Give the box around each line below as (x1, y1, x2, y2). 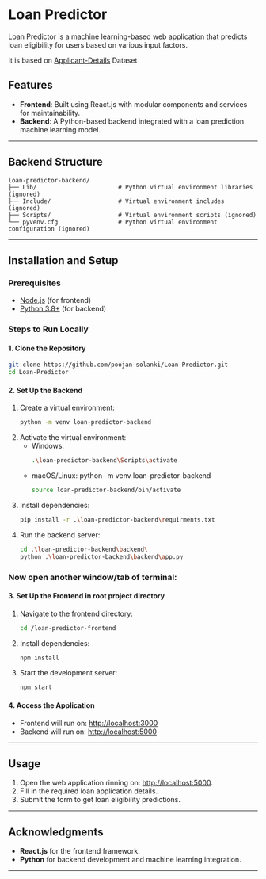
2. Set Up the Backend (8, 385, 83, 395)
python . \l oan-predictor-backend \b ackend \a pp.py (19, 552, 184, 560)
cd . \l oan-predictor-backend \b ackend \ (19, 545, 148, 553)
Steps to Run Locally (8, 323, 89, 334)
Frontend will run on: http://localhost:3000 (19, 718, 158, 728)
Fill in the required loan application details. (19, 786, 158, 796)
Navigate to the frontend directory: (19, 609, 133, 618)
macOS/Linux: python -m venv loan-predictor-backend (31, 471, 211, 480)
